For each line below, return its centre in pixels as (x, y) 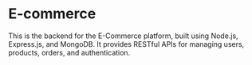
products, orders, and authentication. (69, 52)
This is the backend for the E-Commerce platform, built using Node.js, (123, 36)
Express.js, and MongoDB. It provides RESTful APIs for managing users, (126, 44)
